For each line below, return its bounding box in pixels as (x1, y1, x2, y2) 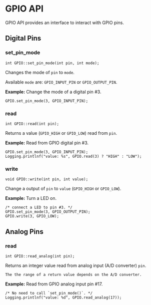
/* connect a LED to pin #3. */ (5, 205, 72, 210)
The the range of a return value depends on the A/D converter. (5, 272, 142, 277)
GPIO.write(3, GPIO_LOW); (5, 214, 59, 219)
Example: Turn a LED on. (5, 195, 56, 201)
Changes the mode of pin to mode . (5, 69, 75, 75)
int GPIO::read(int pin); (5, 121, 59, 126)
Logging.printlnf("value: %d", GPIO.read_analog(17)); (5, 295, 122, 300)
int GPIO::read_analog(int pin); (5, 253, 75, 258)
